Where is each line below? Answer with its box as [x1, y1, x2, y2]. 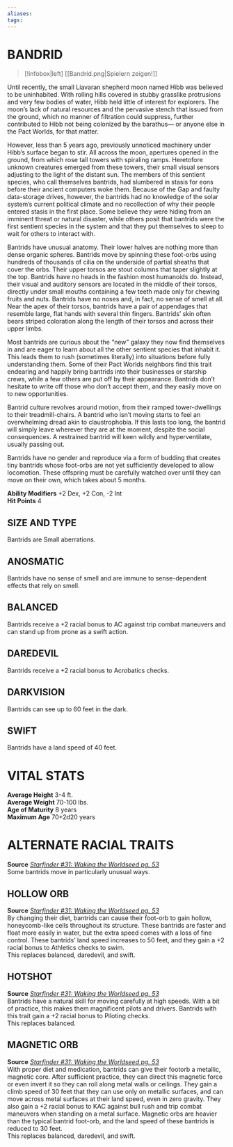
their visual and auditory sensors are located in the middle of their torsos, [7, 280, 218, 289]
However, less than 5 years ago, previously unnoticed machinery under [7, 141, 211, 150]
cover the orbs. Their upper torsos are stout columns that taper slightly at [7, 265, 218, 274]
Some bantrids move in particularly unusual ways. [7, 868, 150, 876]
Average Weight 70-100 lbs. [7, 798, 89, 807]
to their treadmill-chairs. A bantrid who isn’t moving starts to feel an [7, 411, 201, 419]
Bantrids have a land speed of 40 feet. [7, 743, 117, 752]
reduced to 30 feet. [7, 1124, 63, 1132]
